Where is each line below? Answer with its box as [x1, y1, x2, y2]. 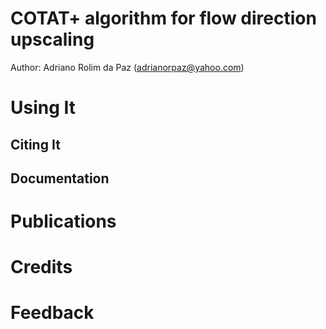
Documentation [10, 170, 110, 187]
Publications [10, 210, 117, 233]
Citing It [10, 136, 61, 153]
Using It [10, 97, 77, 119]
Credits [10, 256, 73, 279]
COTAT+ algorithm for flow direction [10, 7, 317, 30]
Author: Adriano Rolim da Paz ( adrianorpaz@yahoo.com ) [10, 61, 245, 73]
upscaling [10, 28, 95, 51]
